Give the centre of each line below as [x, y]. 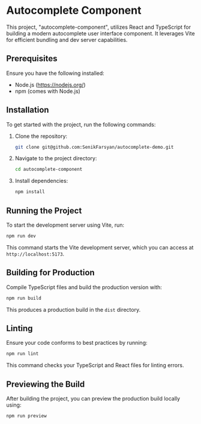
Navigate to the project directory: [56, 158]
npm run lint [22, 354]
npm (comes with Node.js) [48, 91]
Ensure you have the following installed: [55, 73]
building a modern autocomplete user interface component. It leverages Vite [100, 33]
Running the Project [44, 211]
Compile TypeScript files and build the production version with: [84, 287]
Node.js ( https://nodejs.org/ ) [50, 85]
